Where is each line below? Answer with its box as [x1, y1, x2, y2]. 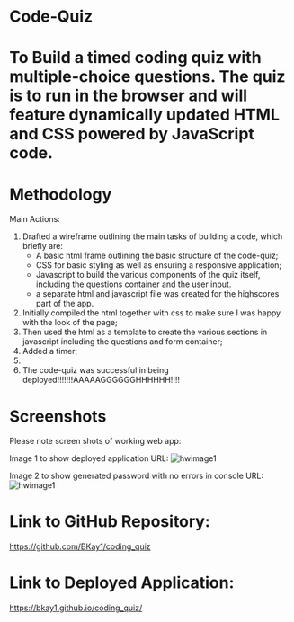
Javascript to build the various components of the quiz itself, [35, 270, 261, 280]
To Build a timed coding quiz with [9, 48, 263, 68]
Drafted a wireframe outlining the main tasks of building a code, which [22, 231, 283, 242]
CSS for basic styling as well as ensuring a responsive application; [35, 260, 282, 271]
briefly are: [22, 241, 63, 252]
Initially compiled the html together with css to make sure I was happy [22, 307, 281, 318]
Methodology [9, 184, 112, 204]
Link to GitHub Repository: [9, 511, 211, 532]
